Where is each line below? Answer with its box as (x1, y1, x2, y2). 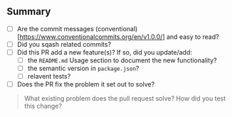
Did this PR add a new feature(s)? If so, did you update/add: (16, 48, 193, 56)
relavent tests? (27, 72, 71, 81)
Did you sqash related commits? (16, 40, 112, 48)
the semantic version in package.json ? (27, 64, 139, 73)
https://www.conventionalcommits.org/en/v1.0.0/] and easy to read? (19, 32, 219, 41)
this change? (23, 102, 62, 111)
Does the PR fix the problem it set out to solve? (16, 80, 155, 89)
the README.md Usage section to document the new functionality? (27, 56, 218, 65)
